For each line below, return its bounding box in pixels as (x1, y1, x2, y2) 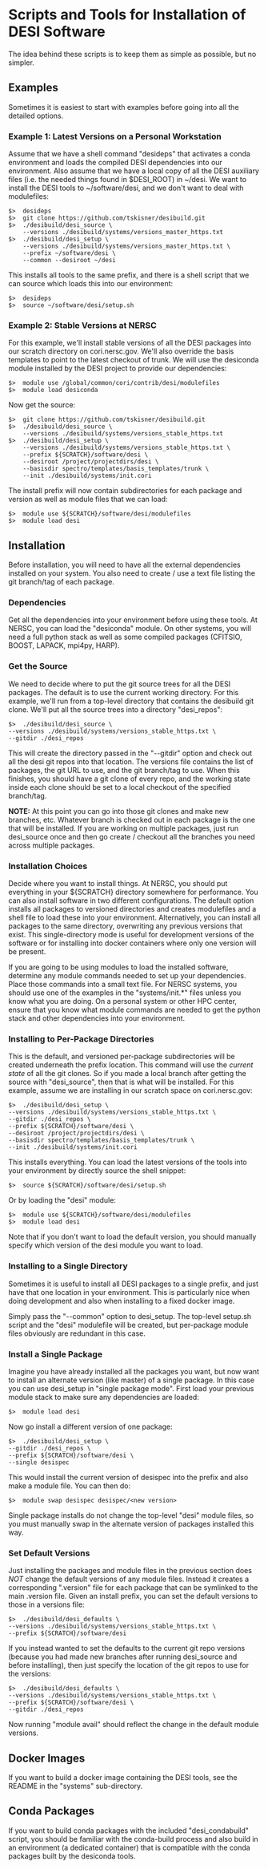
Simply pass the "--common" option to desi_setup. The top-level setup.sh (8, 1311, 252, 1321)
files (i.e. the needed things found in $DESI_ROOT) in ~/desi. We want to (8, 175, 246, 184)
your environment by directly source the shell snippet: (8, 1166, 186, 1175)
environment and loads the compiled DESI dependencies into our (8, 158, 222, 168)
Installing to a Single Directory (8, 1260, 128, 1272)
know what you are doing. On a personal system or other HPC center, (8, 997, 238, 1006)
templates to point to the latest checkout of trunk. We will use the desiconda (8, 355, 259, 365)
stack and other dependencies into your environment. (8, 1013, 186, 1023)
